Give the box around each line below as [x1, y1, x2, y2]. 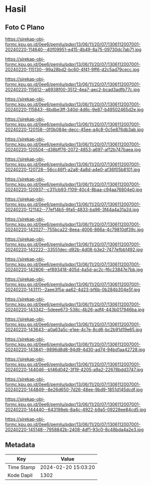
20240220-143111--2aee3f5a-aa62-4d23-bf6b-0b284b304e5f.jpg [5, 287, 141, 292]
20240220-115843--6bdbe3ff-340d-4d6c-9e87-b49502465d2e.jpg [5, 107, 144, 112]
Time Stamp [7, 464, 36, 471]
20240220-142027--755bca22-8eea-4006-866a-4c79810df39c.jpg [5, 226, 144, 232]
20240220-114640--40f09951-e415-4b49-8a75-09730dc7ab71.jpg [5, 47, 142, 52]
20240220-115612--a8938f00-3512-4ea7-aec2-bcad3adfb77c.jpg [5, 87, 140, 92]
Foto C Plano [5, 23, 45, 32]
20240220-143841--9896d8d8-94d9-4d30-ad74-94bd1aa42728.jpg [5, 347, 146, 353]
